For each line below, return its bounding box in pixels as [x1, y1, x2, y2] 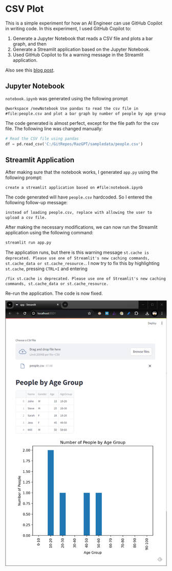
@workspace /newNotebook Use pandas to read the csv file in [5, 106, 139, 111]
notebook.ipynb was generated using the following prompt [5, 95, 128, 101]
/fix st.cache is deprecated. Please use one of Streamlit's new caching [5, 276, 166, 281]
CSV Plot [5, 3, 44, 15]
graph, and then [12, 40, 47, 47]
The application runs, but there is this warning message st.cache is [5, 249, 149, 256]
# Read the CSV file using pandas [5, 136, 79, 141]
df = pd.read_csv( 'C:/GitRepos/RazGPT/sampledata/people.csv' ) [5, 141, 143, 146]
